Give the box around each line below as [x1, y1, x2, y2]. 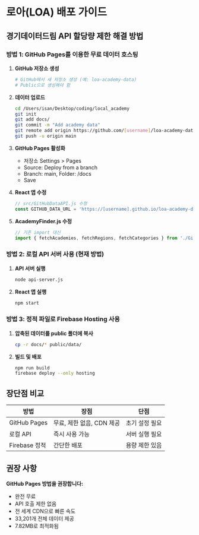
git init [14, 111, 37, 117]
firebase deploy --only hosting [14, 371, 95, 376]
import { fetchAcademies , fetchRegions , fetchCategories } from [14, 235, 178, 241]
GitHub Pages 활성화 [14, 144, 65, 151]
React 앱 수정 [14, 188, 47, 196]
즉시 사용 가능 [53, 430, 90, 438]
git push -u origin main [14, 133, 77, 139]
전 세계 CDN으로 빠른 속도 [14, 507, 76, 514]
